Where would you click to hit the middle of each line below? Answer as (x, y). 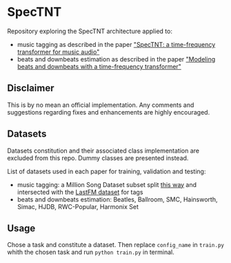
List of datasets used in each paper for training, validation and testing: (107, 171)
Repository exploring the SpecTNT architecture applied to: (90, 31)
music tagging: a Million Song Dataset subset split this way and (107, 184)
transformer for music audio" (58, 52)
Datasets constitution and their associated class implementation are (103, 150)
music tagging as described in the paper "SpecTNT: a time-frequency (116, 44)
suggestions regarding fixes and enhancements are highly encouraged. (109, 112)
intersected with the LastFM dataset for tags (80, 192)
